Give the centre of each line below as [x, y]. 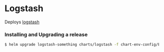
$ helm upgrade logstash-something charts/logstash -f [62, 45]
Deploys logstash [22, 22]
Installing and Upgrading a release [46, 35]
